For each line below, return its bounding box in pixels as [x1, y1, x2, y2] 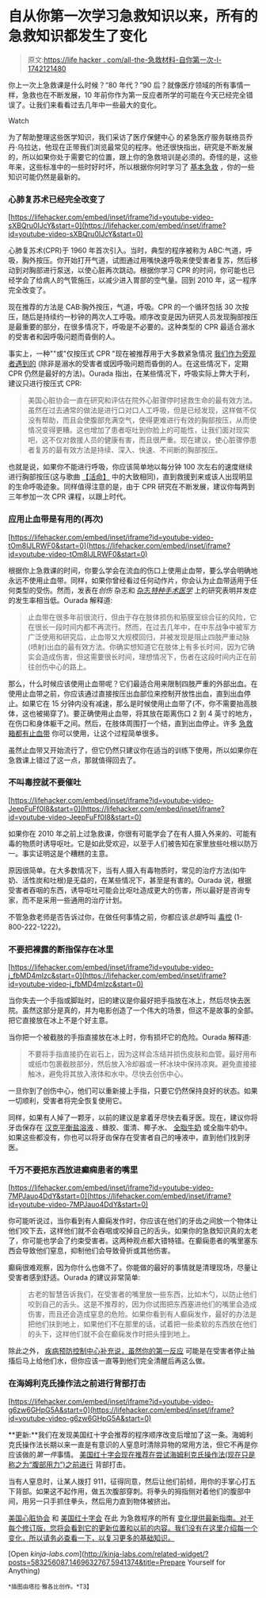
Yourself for [187, 1557, 226, 1567]
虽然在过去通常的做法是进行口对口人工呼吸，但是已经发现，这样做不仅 [27, 406, 257, 415]
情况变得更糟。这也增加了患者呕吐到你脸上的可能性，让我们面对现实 [27, 426, 250, 435]
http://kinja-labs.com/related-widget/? [84, 1549, 209, 1558]
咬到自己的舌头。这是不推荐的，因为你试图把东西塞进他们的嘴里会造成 [27, 1299, 257, 1309]
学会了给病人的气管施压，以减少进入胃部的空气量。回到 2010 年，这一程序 [14, 276, 257, 285]
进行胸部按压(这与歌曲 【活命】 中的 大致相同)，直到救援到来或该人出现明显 [8, 472, 253, 481]
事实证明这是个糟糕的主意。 [21, 848, 112, 858]
